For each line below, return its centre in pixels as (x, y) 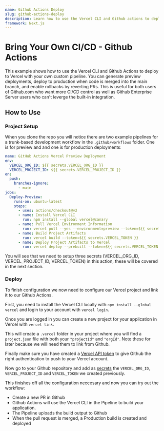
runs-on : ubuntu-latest (38, 201)
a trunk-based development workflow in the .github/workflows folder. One (80, 142)
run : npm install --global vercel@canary (65, 220)
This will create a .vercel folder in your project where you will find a (73, 333)
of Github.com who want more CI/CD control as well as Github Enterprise (79, 92)
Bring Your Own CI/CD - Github (69, 47)
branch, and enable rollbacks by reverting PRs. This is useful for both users (81, 87)
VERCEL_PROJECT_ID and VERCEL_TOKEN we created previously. (65, 373)
